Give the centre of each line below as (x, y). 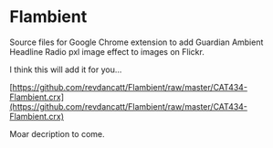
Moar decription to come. (57, 133)
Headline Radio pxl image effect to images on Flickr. (107, 51)
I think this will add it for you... (66, 69)
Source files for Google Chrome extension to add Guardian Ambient (136, 42)
